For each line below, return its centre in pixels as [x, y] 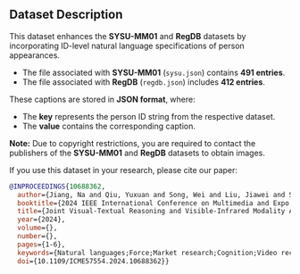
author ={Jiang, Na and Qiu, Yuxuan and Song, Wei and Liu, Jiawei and [151, 195]
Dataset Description [66, 15]
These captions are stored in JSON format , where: [102, 99]
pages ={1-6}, [42, 245]
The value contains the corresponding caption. [109, 126]
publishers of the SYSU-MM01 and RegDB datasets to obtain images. [137, 153]
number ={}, [37, 237]
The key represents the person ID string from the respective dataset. [149, 116]
